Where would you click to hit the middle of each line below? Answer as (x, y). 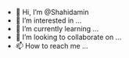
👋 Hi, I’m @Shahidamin (52, 12)
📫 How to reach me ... (52, 46)
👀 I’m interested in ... (48, 20)
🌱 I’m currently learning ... (57, 29)
